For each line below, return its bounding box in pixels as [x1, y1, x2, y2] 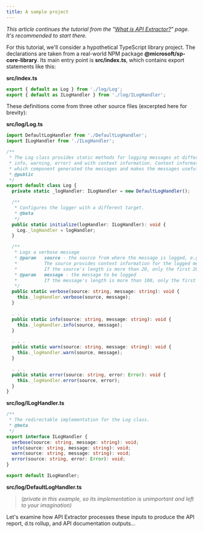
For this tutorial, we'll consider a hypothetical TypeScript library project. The [6, 43, 196, 51]
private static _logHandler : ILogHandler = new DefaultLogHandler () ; [11, 188, 190, 194]
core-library [6, 56, 37, 63]
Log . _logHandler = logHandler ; [17, 227, 96, 233]
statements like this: [6, 63, 56, 70]
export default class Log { [6, 182, 77, 189]
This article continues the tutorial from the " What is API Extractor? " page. [6, 25, 190, 33]
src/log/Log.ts [6, 121, 43, 128]
